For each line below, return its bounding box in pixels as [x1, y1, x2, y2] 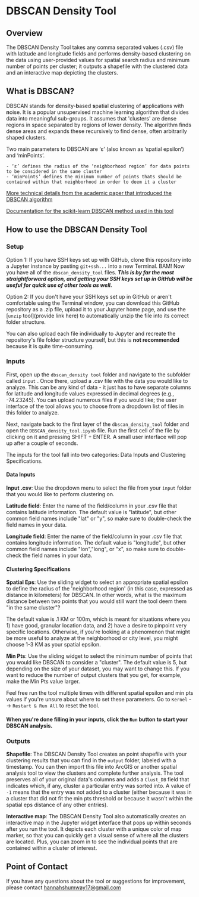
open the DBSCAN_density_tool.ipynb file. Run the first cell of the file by [6, 426, 180, 434]
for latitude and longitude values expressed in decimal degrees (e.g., [6, 389, 174, 397]
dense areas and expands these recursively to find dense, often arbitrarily [6, 127, 187, 135]
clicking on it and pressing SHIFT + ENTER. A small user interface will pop [6, 433, 187, 440]
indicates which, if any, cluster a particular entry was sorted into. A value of [6, 782, 191, 790]
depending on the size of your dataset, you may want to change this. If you [6, 665, 190, 672]
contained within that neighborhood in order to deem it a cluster [6, 179, 177, 185]
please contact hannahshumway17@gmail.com [6, 884, 121, 891]
